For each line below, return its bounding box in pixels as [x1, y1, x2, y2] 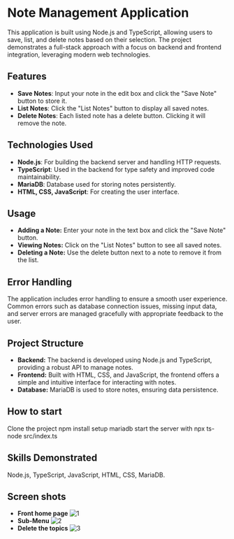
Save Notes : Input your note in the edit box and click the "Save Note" [17, 89, 217, 97]
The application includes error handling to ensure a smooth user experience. [7, 295, 228, 303]
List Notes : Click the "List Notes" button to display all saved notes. [17, 103, 210, 113]
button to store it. [17, 96, 68, 105]
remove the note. [17, 119, 67, 127]
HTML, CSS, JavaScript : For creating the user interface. [17, 187, 180, 196]
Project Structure [7, 337, 84, 349]
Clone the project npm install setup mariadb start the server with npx [7, 424, 205, 433]
